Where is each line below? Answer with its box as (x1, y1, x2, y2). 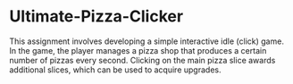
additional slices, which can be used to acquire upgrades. (9, 64, 222, 75)
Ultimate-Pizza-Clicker (9, 6, 184, 27)
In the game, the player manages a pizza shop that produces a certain (9, 45, 267, 55)
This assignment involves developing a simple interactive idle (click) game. (9, 36, 284, 46)
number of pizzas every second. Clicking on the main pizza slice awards (9, 55, 276, 65)
